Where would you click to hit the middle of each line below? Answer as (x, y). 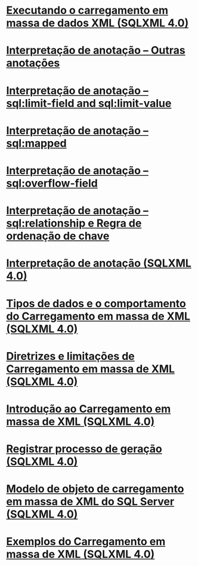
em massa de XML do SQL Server (90, 502)
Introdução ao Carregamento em (89, 409)
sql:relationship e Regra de (74, 223)
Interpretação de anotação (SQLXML (99, 263)
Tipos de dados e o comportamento (96, 303)
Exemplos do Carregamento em (86, 542)
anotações (33, 63)
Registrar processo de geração (84, 449)
